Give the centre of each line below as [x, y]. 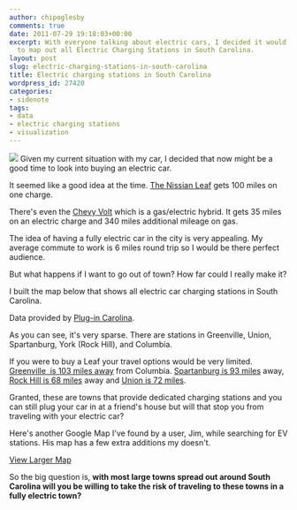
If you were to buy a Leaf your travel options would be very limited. [131, 361]
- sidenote [29, 99]
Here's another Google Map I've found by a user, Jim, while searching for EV [148, 433]
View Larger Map [41, 460]
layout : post [33, 58]
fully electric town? [46, 495]
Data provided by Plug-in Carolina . [72, 317]
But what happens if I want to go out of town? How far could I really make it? [148, 274]
